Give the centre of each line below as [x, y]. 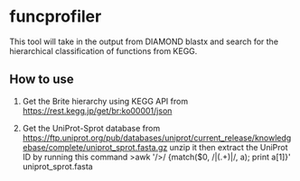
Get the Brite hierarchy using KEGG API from [105, 101]
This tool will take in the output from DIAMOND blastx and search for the [144, 41]
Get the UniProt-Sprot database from [91, 128]
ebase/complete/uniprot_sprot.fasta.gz [95, 147]
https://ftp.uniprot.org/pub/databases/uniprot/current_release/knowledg [157, 138]
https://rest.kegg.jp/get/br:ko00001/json [97, 111]
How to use [42, 80]
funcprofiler [56, 17]
